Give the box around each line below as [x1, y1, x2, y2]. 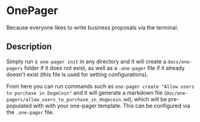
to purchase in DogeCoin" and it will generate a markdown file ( [6, 89, 166, 96]
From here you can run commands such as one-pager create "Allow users [6, 82, 195, 90]
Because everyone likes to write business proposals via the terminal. [6, 24, 179, 31]
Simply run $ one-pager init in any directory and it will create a [6, 57, 166, 65]
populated [6, 102, 32, 109]
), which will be [129, 95, 167, 102]
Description [6, 41, 52, 52]
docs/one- [167, 59, 193, 65]
